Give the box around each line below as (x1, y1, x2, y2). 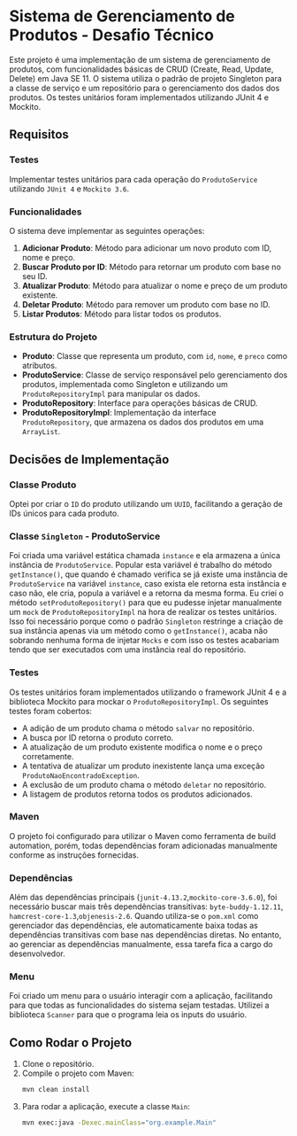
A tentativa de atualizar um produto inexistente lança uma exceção (21, 760, 265, 771)
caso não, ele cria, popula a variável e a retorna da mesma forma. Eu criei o (9, 587, 285, 599)
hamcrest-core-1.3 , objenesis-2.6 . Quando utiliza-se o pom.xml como (9, 911, 259, 922)
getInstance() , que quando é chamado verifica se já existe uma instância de (9, 569, 288, 580)
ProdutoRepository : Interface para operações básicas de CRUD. (21, 398, 258, 408)
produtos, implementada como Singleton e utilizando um (21, 379, 228, 390)
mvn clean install (21, 1085, 90, 1094)
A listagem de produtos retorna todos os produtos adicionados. (21, 789, 254, 799)
